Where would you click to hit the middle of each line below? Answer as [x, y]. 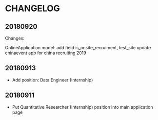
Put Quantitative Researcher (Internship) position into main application [82, 107]
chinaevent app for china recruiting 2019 [46, 53]
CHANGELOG [32, 9]
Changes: [15, 38]
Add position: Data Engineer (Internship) [52, 80]
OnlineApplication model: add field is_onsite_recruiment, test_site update [78, 48]
